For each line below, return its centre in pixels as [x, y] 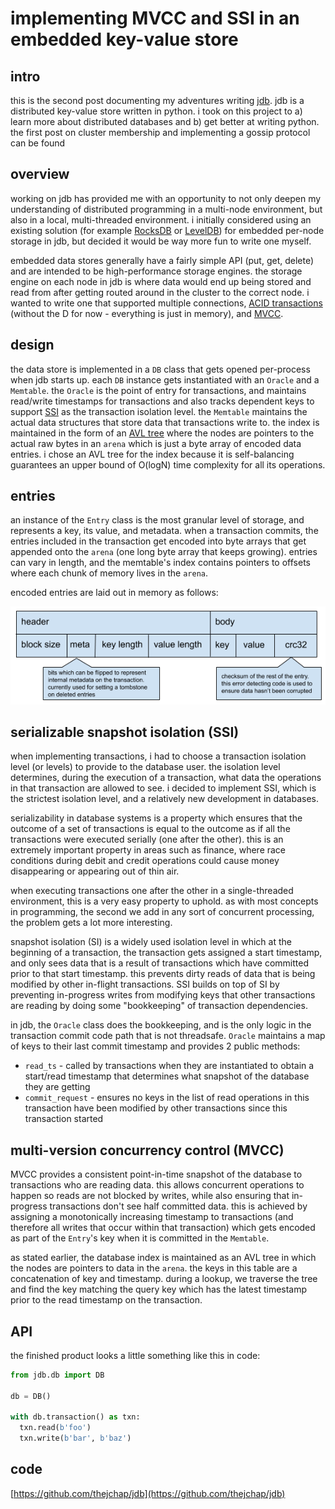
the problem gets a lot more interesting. [91, 923]
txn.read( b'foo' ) [55, 1428]
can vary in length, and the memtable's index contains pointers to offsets [160, 563]
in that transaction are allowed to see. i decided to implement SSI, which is [163, 788]
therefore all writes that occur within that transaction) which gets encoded [163, 1228]
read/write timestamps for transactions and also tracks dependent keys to [162, 401]
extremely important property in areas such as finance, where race [148, 850]
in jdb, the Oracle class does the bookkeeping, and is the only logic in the [161, 1025]
